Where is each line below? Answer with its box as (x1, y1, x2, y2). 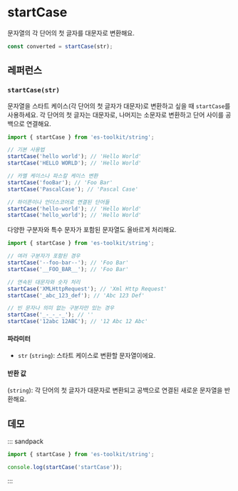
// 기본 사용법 (7, 147, 45, 154)
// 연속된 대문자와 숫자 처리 (7, 278, 81, 285)
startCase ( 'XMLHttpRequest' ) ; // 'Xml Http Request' (7, 285, 167, 292)
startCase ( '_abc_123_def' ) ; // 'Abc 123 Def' (7, 292, 145, 299)
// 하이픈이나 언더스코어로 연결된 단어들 (7, 199, 110, 206)
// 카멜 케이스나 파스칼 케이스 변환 (7, 172, 98, 179)
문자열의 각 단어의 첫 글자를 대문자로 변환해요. (7, 28, 135, 37)
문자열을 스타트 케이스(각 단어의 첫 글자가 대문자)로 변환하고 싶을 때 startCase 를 (7, 101, 231, 110)
